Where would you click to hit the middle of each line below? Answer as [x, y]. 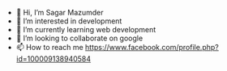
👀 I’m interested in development [69, 21]
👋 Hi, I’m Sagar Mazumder [60, 13]
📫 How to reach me [49, 47]
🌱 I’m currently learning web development [86, 29]
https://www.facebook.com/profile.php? [152, 47]
